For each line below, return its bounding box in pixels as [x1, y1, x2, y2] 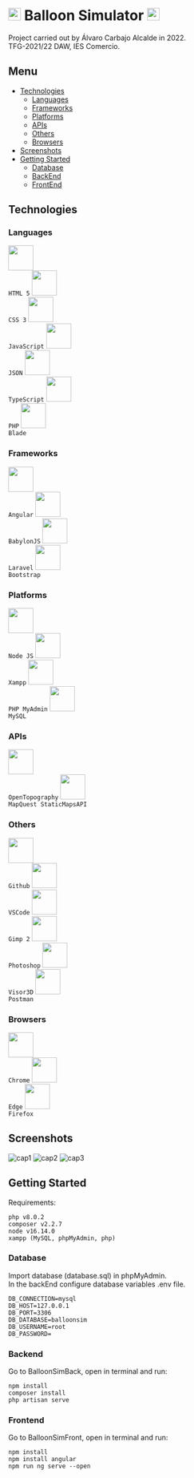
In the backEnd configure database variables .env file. [8, 1279, 186, 1289]
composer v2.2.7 [8, 1220, 62, 1228]
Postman [8, 995, 34, 1004]
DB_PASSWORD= [8, 1330, 52, 1338]
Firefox [8, 1109, 34, 1118]
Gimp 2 [8, 935, 30, 943]
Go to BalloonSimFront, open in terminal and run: [8, 1433, 168, 1443]
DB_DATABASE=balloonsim [8, 1315, 88, 1324]
